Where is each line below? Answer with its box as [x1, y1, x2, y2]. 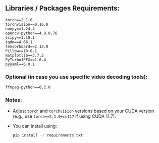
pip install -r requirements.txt [12, 133, 83, 138]
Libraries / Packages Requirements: [5, 4, 120, 13]
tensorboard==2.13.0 [5, 44, 49, 49]
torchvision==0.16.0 [5, 22, 49, 27]
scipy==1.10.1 [5, 35, 35, 40]
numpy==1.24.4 [5, 26, 35, 31]
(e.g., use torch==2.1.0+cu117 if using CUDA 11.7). [12, 113, 116, 119]
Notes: [5, 97, 22, 104]
